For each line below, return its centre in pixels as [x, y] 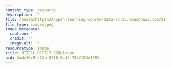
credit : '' [21, 39]
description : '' [23, 15]
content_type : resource [31, 10]
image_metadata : [23, 29]
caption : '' [23, 34]
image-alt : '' [25, 43]
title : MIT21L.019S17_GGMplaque [40, 53]
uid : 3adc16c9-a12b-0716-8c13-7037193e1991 [52, 58]
